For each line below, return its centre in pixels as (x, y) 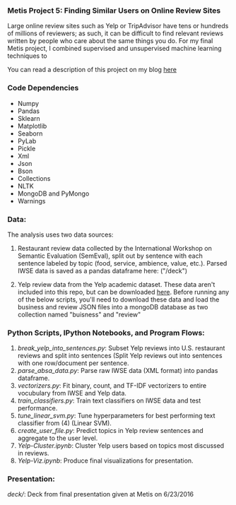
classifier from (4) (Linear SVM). (64, 423)
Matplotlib (32, 126)
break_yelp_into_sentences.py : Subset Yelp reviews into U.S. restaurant (121, 348)
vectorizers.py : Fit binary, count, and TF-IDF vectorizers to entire (112, 386)
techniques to (27, 56)
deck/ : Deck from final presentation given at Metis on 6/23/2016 (101, 494)
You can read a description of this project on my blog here (92, 70)
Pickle (26, 148)
